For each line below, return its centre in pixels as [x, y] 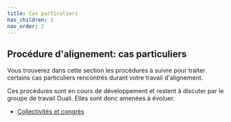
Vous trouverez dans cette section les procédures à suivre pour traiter [106, 71]
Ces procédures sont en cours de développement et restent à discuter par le [115, 91]
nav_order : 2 [26, 26]
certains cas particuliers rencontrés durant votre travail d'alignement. [105, 78]
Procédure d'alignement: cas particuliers [97, 54]
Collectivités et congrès [51, 112]
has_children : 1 [30, 20]
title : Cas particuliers [43, 13]
